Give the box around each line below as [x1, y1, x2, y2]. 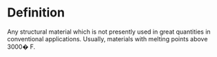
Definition [7, 5, 65, 21]
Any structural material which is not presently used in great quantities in [7, 27, 211, 36]
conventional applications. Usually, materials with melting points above [7, 34, 208, 43]
